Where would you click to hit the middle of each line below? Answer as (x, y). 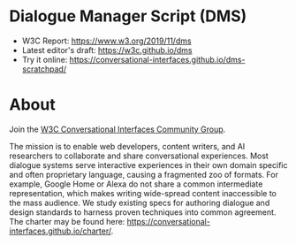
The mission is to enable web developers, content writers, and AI (127, 146)
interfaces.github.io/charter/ (61, 231)
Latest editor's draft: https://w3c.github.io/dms (107, 50)
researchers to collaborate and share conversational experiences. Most (139, 156)
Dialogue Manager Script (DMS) (128, 16)
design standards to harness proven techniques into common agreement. (143, 212)
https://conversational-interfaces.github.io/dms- (157, 59)
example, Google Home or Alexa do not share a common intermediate (136, 184)
